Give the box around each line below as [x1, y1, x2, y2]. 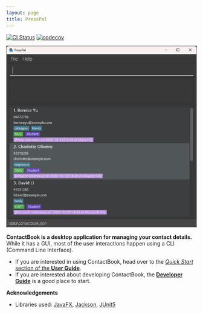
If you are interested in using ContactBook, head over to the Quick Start [14, 258, 193, 265]
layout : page [6, 10, 39, 16]
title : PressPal [6, 16, 47, 22]
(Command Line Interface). [6, 246, 74, 253]
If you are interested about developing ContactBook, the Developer [14, 270, 183, 278]
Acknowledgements [6, 289, 59, 296]
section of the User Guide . [14, 264, 82, 272]
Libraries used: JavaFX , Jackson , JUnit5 [14, 301, 116, 308]
